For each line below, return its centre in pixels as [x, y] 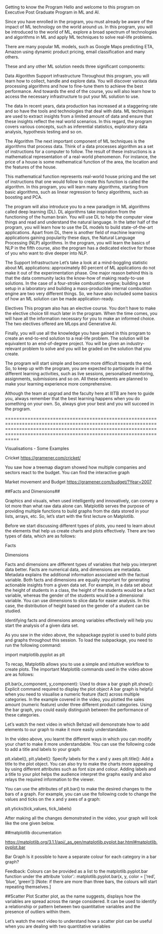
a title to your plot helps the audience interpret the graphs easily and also [78, 774]
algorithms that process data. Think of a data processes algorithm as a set [79, 146]
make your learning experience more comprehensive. [58, 384]
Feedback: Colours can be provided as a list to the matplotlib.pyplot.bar [76, 871]
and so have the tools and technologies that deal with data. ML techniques [79, 111]
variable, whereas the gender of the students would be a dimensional [74, 595]
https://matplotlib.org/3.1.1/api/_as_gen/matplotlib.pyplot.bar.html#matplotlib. [81, 842]
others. [12, 57]
